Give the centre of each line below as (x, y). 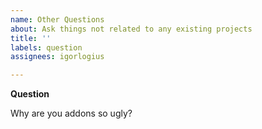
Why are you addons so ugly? (71, 113)
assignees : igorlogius (57, 57)
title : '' (31, 38)
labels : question (46, 47)
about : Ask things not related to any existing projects (131, 29)
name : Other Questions (57, 19)
